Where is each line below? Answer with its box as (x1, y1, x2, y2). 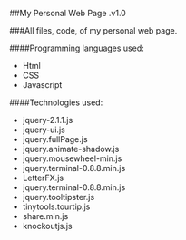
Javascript (22, 80, 63, 90)
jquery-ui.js (22, 124, 65, 135)
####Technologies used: (9, 97, 103, 108)
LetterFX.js (22, 172, 64, 183)
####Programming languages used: (9, 43, 145, 53)
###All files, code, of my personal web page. (9, 25, 178, 35)
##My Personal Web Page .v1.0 (9, 8, 127, 18)
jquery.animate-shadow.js (22, 144, 120, 154)
